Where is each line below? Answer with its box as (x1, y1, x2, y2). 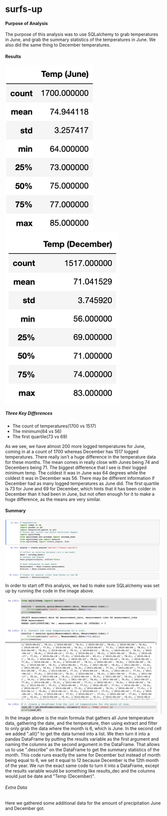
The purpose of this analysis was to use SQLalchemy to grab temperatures (5, 31, 159, 37)
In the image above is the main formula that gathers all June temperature (5, 715, 154, 721)
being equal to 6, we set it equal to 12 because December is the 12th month (5, 757, 159, 763)
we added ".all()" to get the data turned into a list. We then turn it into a (5, 731, 150, 737)
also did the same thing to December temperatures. (5, 42, 111, 48)
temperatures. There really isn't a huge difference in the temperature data (5, 453, 156, 460)
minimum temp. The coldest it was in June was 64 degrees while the (5, 469, 146, 475)
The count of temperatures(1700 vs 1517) (12, 423, 96, 429)
